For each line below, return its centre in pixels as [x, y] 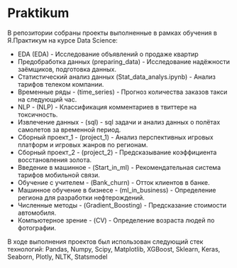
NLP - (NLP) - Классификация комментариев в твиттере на [107, 107]
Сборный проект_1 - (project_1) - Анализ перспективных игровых [116, 137]
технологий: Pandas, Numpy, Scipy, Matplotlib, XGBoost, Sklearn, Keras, [114, 249]
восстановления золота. [55, 160]
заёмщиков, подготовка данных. [67, 69]
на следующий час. [47, 99]
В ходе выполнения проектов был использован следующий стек [105, 241]
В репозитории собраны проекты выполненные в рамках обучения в [112, 33]
